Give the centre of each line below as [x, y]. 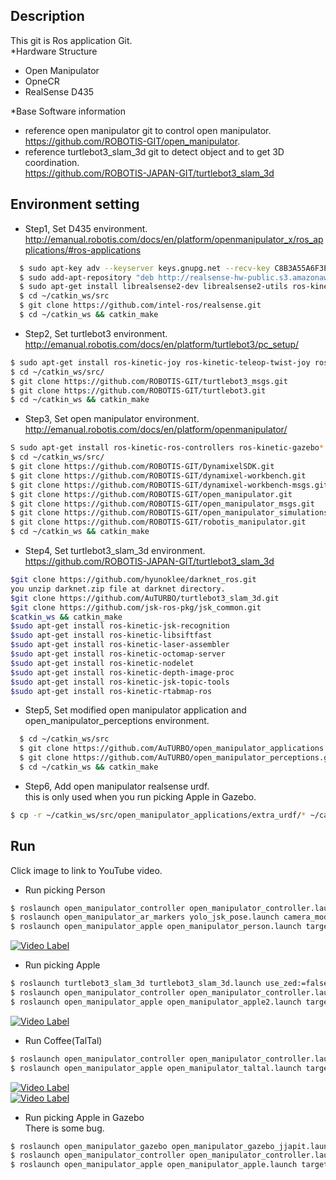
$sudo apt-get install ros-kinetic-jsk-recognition [120, 626]
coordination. [52, 162]
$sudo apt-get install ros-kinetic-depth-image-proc [122, 672]
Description [47, 16]
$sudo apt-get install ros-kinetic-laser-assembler [120, 645]
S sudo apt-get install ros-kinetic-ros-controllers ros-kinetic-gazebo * [167, 448]
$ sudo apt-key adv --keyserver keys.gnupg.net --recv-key [145, 268]
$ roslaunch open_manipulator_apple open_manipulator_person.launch [156, 927]
